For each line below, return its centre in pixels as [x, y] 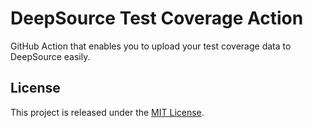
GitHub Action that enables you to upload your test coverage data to [151, 46]
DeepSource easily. [50, 56]
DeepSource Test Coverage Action [157, 18]
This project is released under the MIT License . [107, 112]
